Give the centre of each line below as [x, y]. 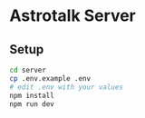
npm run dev [32, 104]
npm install [32, 95]
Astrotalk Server [72, 16]
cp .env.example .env [50, 78]
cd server [28, 70]
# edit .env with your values [67, 87]
